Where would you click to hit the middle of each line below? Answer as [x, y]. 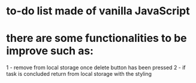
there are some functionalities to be [97, 39]
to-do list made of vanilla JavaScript [98, 11]
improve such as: [50, 51]
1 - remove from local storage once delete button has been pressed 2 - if [96, 67]
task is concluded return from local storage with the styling [79, 74]
